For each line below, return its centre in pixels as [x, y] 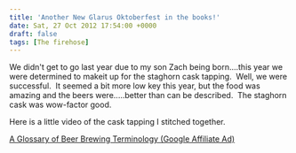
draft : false [33, 34]
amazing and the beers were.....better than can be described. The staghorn [148, 96]
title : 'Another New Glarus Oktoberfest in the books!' [115, 17]
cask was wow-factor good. [60, 105]
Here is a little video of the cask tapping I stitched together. [117, 122]
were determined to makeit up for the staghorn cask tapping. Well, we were [148, 77]
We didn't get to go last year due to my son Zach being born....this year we [146, 67]
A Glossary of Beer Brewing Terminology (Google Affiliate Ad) [122, 139]
